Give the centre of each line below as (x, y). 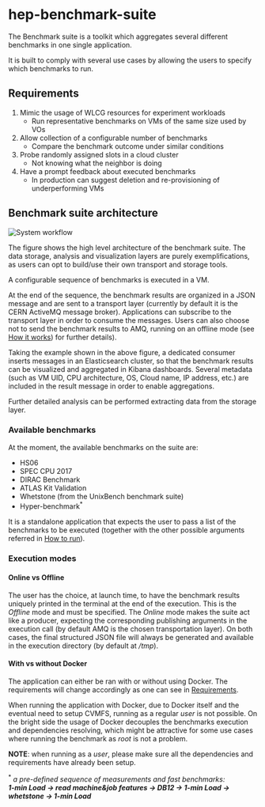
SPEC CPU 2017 (46, 471)
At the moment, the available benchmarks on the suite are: (103, 447)
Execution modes (42, 559)
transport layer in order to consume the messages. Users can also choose (129, 320)
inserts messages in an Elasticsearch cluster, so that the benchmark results (131, 361)
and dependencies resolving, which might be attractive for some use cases (131, 730)
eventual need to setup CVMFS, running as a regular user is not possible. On (133, 713)
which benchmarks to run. (51, 68)
